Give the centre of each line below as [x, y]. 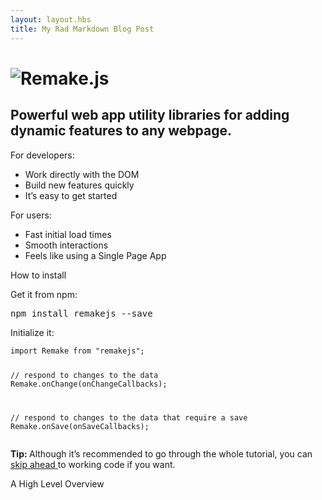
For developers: [42, 155]
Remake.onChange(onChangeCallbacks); [89, 384]
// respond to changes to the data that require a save [129, 418]
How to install [38, 275]
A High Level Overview [57, 484]
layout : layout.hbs [51, 19]
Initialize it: [32, 332]
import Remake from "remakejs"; [77, 351]
